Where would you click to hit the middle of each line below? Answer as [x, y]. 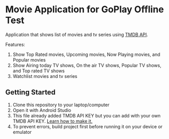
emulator [22, 132]
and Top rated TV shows [39, 71]
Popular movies [29, 59]
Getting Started [30, 93]
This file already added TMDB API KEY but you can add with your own [87, 115]
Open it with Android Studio [42, 110]
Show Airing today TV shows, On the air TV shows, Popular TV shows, [87, 65]
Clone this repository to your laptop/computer [61, 105]
